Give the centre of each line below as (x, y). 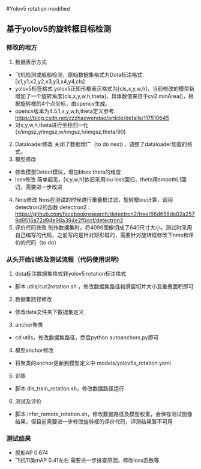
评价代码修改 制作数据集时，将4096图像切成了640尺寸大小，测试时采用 (103, 227)
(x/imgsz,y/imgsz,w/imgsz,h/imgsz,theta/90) (70, 132)
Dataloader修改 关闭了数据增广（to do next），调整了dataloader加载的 (101, 144)
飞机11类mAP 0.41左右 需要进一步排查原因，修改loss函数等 (87, 460)
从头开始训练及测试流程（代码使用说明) (63, 259)
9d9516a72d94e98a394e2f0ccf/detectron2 (69, 220)
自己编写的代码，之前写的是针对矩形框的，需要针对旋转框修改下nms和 (102, 235)
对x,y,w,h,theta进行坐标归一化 (52, 125)
